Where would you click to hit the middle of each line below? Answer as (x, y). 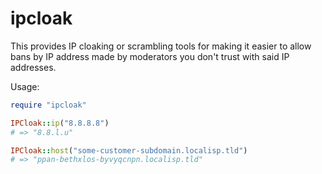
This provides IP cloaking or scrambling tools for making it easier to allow (161, 46)
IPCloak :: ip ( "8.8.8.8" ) (60, 123)
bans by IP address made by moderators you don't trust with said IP (150, 56)
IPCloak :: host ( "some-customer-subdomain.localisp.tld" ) (129, 150)
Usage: (25, 86)
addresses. (33, 67)
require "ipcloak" (48, 105)
